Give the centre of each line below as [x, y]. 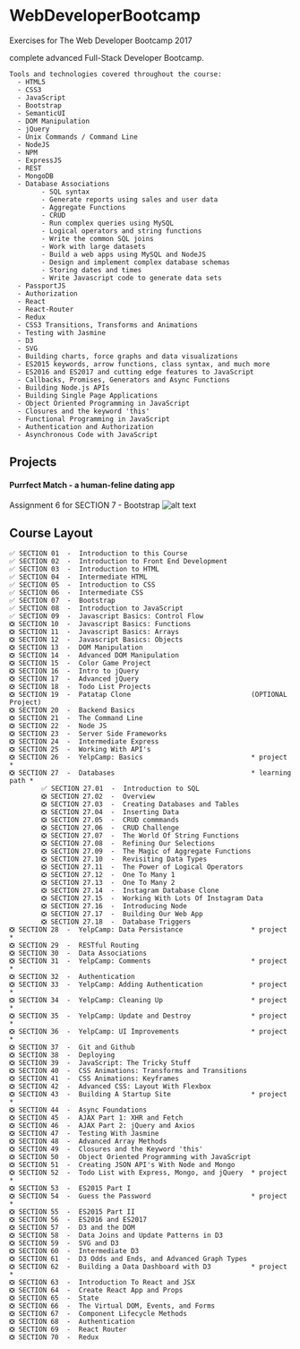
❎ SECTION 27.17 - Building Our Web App [122, 915]
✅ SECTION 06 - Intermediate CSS [77, 593]
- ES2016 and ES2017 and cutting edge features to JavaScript [136, 372]
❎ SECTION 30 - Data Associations [78, 954]
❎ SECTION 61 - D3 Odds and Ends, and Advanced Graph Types [129, 1259]
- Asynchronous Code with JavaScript [88, 434]
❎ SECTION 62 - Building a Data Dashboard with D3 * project [149, 1267]
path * [21, 781]
